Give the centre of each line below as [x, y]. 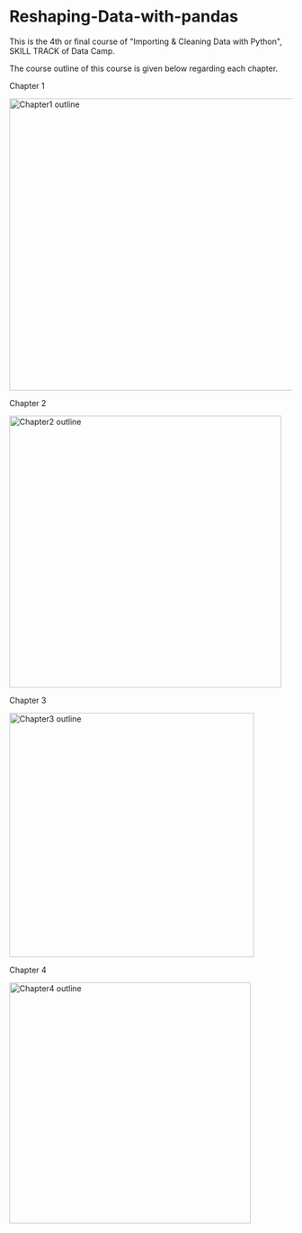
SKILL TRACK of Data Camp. [62, 50]
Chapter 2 [28, 403]
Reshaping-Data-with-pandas [124, 17]
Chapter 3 [28, 700]
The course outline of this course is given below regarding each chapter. [144, 68]
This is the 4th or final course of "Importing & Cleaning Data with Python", [146, 41]
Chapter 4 [28, 970]
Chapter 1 [27, 85]
